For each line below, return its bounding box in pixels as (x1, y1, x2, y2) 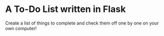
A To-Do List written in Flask (5, 3, 126, 15)
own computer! (5, 25, 37, 31)
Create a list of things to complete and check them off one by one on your (5, 20, 159, 26)
